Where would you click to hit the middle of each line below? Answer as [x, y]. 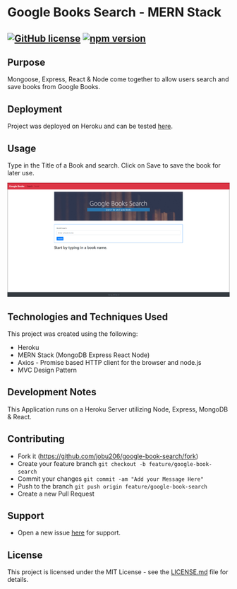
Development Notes [52, 392]
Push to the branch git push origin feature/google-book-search [113, 486]
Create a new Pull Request [56, 494]
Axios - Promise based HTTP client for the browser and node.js [109, 362]
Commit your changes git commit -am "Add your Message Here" [110, 479]
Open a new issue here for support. [69, 533]
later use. [21, 173]
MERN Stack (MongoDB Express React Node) [84, 355]
